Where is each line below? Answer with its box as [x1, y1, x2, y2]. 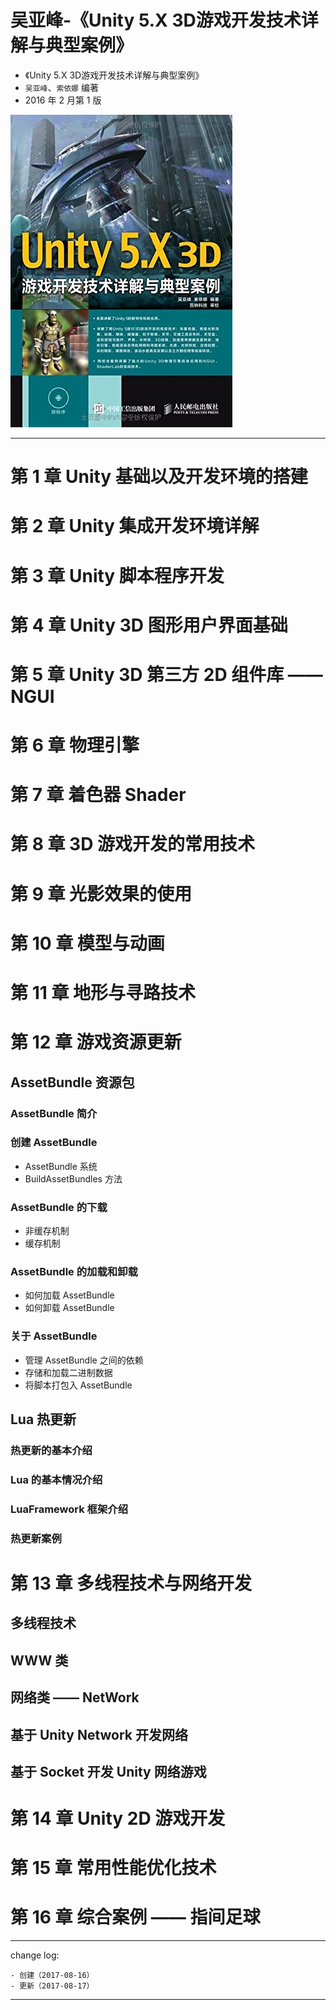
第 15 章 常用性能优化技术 [10, 1857, 217, 1880]
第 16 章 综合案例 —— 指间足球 [10, 1906, 261, 1929]
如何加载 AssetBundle [24, 1289, 115, 1301]
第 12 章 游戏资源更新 [10, 1031, 182, 1054]
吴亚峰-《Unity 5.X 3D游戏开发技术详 [10, 9, 319, 32]
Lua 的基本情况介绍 [10, 1472, 103, 1486]
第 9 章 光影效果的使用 [10, 882, 193, 905]
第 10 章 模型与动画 [10, 932, 165, 955]
